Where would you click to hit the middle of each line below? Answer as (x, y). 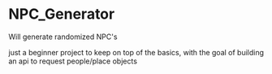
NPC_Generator (62, 14)
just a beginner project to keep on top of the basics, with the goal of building (136, 52)
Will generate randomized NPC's (63, 37)
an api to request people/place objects (73, 61)
